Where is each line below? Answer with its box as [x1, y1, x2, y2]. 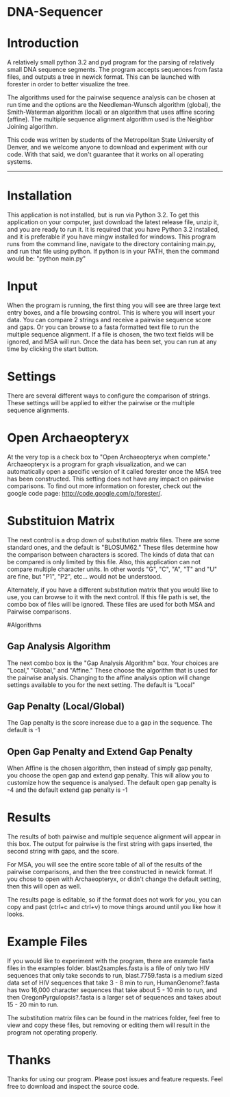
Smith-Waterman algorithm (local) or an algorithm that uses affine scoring [7, 108, 216, 117]
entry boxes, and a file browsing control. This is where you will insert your [7, 309, 216, 316]
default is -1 [7, 726, 40, 734]
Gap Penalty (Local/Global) [7, 701, 125, 712]
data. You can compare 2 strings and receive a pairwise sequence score [7, 316, 212, 324]
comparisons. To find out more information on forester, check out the [7, 481, 202, 490]
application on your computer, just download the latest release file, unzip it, [7, 218, 219, 226]
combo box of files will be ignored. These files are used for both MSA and [7, 600, 216, 608]
